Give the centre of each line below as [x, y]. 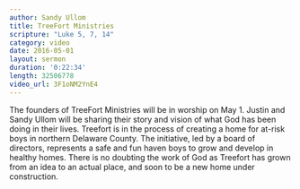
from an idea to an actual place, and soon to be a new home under [132, 167]
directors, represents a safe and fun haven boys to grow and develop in [141, 148]
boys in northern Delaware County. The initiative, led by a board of [132, 138]
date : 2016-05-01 [42, 51]
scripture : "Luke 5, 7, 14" [62, 34]
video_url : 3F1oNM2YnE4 [54, 84]
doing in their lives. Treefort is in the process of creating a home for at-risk [147, 129]
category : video [40, 43]
